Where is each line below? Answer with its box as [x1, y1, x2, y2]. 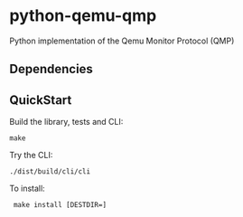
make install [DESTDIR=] [13, 201, 107, 210]
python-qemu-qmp [9, 5, 157, 26]
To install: [9, 183, 45, 194]
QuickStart [9, 92, 72, 108]
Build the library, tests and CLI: [9, 117, 124, 127]
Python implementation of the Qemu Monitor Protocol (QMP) [9, 35, 235, 46]
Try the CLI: [9, 150, 53, 161]
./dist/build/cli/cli [9, 167, 91, 176]
